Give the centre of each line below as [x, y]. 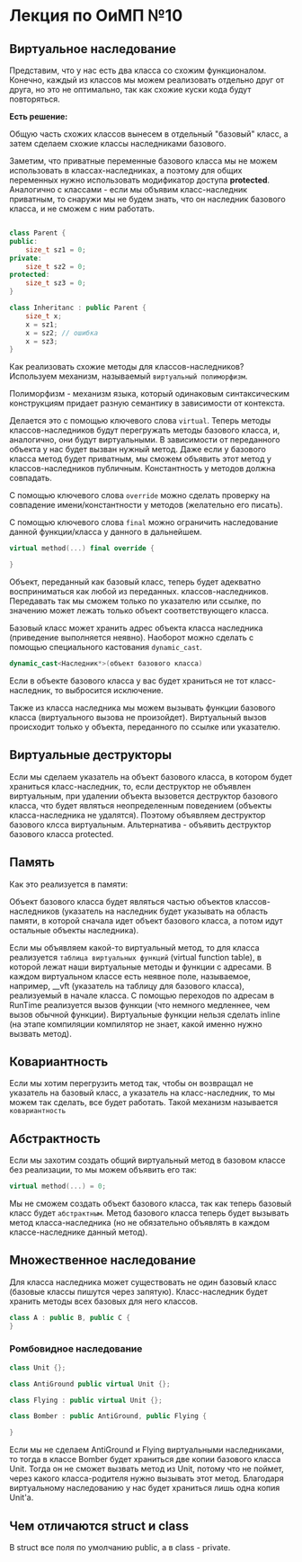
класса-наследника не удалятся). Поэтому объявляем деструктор [138, 815]
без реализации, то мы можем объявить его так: [103, 1170]
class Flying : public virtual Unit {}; [86, 1400]
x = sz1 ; [42, 325]
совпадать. [31, 478]
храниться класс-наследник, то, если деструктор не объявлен [130, 786]
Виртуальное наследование [93, 49]
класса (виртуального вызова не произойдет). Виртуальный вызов [138, 717]
